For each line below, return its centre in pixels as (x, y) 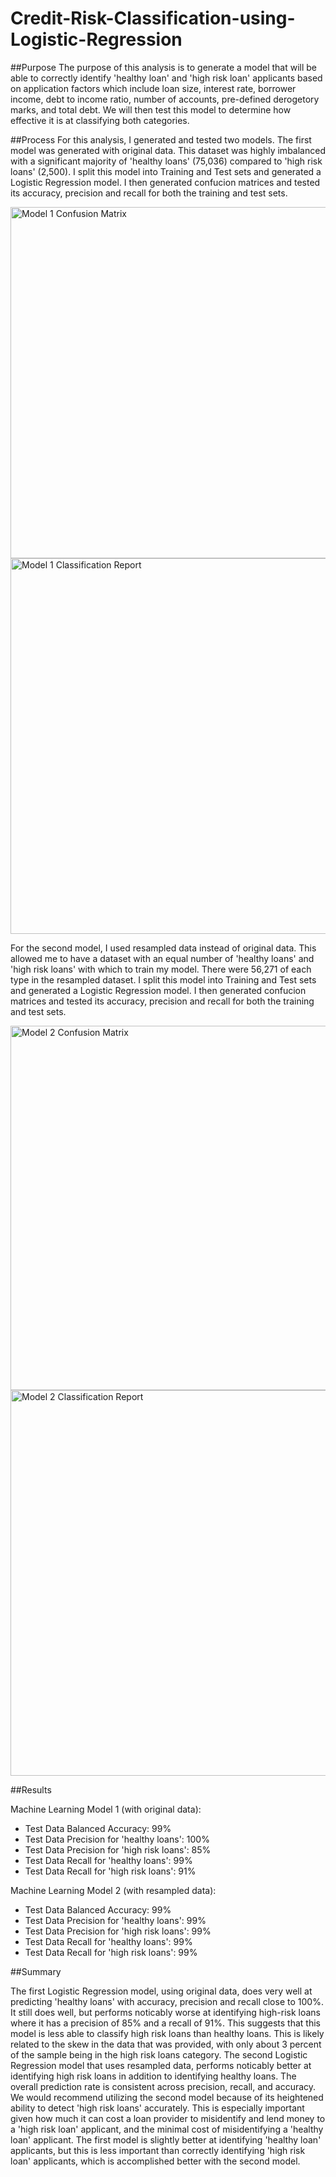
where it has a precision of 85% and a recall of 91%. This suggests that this (165, 2023)
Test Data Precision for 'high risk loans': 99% (118, 1931)
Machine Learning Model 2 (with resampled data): (113, 1890)
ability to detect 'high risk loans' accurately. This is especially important (157, 2108)
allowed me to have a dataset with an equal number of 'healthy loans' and (162, 958)
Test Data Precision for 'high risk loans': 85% (118, 1849)
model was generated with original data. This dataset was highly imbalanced (168, 150)
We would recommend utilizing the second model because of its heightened (167, 2097)
